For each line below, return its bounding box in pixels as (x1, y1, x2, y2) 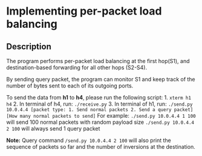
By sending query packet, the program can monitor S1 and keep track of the (6, 76, 195, 83)
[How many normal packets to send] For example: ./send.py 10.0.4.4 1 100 (6, 112, 197, 119)
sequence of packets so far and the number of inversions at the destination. (6, 143, 195, 150)
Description (6, 41, 51, 52)
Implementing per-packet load (6, 4, 162, 18)
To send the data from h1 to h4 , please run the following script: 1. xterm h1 (6, 94, 192, 101)
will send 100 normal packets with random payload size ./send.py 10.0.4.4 (6, 118, 195, 126)
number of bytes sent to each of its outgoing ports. (6, 82, 134, 89)
